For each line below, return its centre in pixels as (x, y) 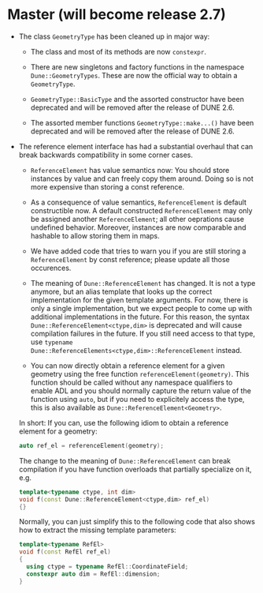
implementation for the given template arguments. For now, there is (139, 300)
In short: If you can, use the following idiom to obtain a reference (124, 422)
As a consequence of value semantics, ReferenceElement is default (139, 202)
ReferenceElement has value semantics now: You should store (130, 170)
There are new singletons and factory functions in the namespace (137, 67)
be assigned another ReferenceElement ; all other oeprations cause (137, 219)
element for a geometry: (58, 431)
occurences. (51, 268)
